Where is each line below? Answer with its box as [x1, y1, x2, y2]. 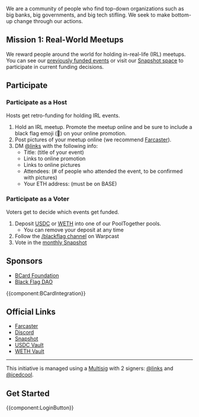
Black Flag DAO [14, 278, 53, 285]
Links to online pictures [23, 161, 81, 168]
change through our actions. [14, 18, 84, 24]
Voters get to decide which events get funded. [6, 208, 120, 216]
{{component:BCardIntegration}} [6, 289, 86, 296]
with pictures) [23, 173, 57, 181]
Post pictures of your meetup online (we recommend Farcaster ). [14, 136, 172, 143]
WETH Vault [14, 347, 44, 355]
